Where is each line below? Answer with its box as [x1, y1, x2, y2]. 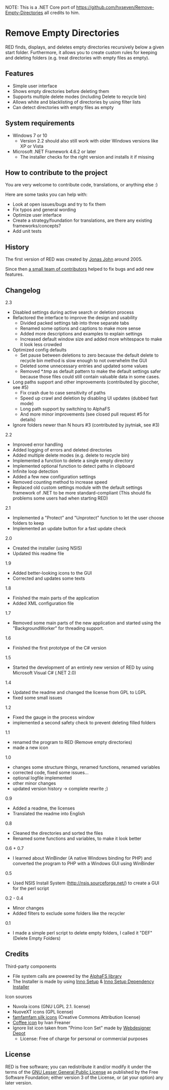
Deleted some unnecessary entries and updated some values [20, 363, 148, 369]
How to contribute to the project [5, 168, 108, 177]
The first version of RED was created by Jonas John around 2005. [5, 256, 143, 262]
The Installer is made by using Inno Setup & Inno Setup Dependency [12, 978, 154, 984]
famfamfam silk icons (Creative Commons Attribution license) [12, 1014, 140, 1020]
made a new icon [12, 745, 49, 751]
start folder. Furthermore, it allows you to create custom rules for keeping [5, 49, 157, 55]
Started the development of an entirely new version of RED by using [12, 664, 154, 670]
